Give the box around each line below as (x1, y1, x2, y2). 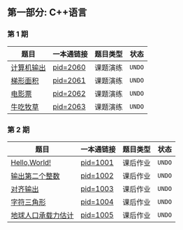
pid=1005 (80, 210, 114, 220)
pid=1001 (80, 157, 114, 167)
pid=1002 (80, 171, 114, 180)
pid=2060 (52, 62, 86, 72)
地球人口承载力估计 (10, 210, 75, 220)
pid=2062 (52, 88, 86, 98)
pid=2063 (52, 101, 86, 111)
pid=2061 (52, 76, 86, 85)
